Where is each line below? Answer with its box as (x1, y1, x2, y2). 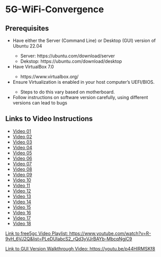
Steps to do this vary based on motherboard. (20, 89, 115, 95)
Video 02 (12, 133, 32, 139)
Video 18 (12, 220, 32, 226)
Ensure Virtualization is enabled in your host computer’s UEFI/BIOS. (12, 79, 155, 85)
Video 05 (12, 150, 32, 156)
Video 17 (12, 215, 31, 221)
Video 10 (12, 177, 32, 183)
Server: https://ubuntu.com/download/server (20, 53, 115, 59)
